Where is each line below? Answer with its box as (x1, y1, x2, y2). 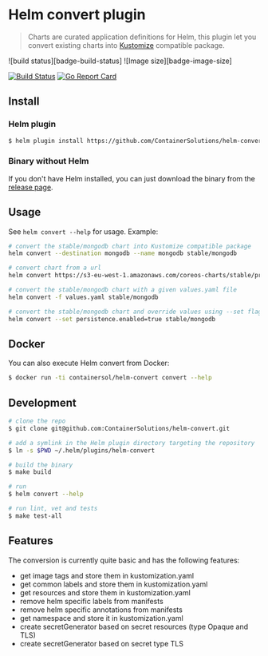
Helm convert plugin (8, 6, 146, 24)
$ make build (8, 468, 52, 476)
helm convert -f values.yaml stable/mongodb (8, 293, 159, 301)
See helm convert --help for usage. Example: (8, 226, 159, 237)
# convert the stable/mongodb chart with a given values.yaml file (8, 286, 238, 294)
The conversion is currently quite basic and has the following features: (8, 555, 240, 565)
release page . (8, 182, 53, 192)
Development (8, 396, 77, 409)
